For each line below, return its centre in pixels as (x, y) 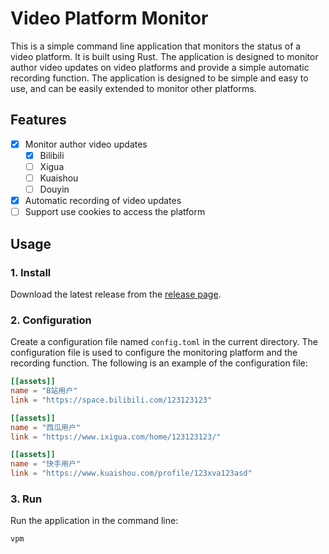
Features (38, 120)
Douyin (54, 189)
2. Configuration (51, 320)
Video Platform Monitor (109, 18)
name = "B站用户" (44, 391)
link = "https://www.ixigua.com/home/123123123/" (116, 437)
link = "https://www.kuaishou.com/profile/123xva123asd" (131, 473)
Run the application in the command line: (94, 521)
